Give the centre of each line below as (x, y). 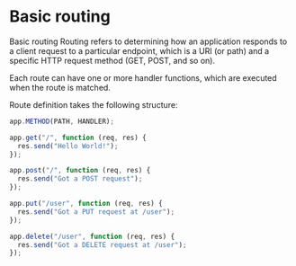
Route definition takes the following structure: (94, 104)
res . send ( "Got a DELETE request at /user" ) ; (102, 244)
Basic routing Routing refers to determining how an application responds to (148, 41)
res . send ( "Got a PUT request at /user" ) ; (96, 212)
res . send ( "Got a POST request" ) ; (80, 179)
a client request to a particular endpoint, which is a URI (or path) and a (139, 50)
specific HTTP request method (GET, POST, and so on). (112, 60)
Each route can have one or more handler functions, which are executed (143, 77)
